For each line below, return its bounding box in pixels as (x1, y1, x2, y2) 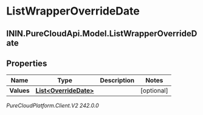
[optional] (140, 87, 168, 95)
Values (9, 87, 30, 95)
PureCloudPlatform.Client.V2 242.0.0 (6, 102, 99, 110)
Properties (6, 58, 47, 68)
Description (100, 76, 135, 85)
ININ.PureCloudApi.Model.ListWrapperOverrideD (6, 28, 198, 39)
